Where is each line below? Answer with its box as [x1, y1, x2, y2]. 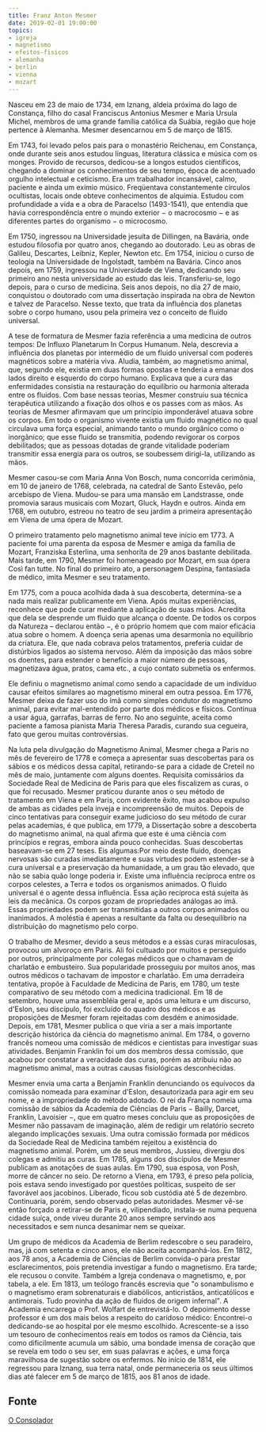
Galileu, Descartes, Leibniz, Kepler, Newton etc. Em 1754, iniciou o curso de [8, 248, 255, 258]
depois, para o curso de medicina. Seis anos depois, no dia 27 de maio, [8, 282, 241, 292]
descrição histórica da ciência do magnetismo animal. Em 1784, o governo [8, 1029, 251, 1039]
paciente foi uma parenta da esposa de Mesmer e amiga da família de [8, 538, 236, 548]
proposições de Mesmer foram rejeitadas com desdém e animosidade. [8, 1012, 239, 1022]
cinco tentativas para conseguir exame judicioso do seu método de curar [8, 811, 247, 821]
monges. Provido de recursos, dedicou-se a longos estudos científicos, [8, 157, 241, 166]
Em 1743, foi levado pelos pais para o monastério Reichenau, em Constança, [8, 140, 257, 150]
